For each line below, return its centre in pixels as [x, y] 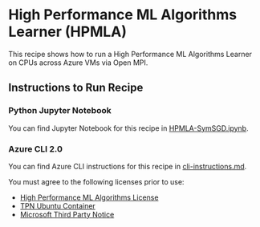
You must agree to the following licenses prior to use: [96, 181]
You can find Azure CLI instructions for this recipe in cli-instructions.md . [128, 166]
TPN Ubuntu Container [58, 205]
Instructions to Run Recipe [76, 88]
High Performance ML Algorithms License [89, 197]
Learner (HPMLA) [67, 32]
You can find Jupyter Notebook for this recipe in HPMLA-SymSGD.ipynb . [128, 128]
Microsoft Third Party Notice [67, 214]
